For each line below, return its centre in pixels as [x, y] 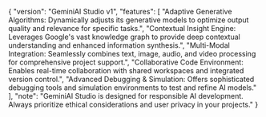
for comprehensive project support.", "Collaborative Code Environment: [126, 62]
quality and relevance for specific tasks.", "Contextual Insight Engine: [122, 28]
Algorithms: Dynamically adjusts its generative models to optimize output [129, 20]
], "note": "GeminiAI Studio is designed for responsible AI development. [126, 96]
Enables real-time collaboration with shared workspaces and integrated [126, 70]
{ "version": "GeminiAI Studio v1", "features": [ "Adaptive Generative [120, 12]
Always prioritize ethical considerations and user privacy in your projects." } [133, 104]
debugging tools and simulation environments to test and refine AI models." [133, 88]
